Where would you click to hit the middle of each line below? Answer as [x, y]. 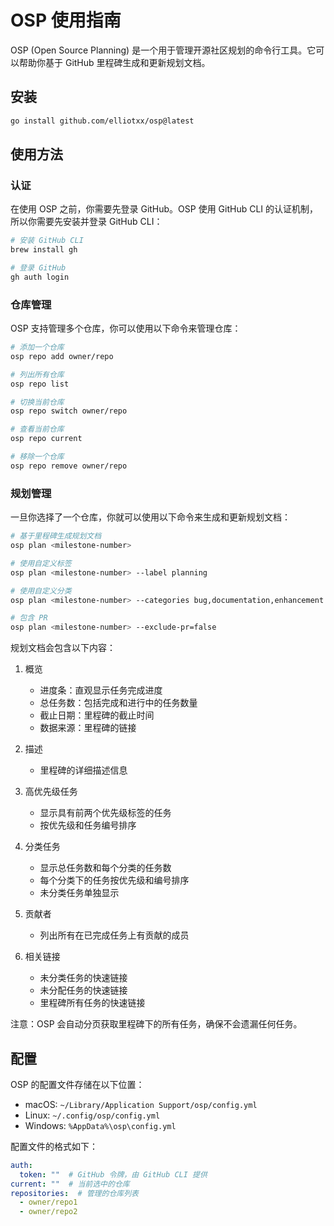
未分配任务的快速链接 [83, 990]
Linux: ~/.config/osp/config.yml [92, 1115]
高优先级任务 [51, 792]
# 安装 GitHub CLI [47, 241]
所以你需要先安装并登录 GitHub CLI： [86, 222]
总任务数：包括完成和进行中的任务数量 [118, 703]
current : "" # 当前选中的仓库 [70, 1184]
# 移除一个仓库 [37, 457]
